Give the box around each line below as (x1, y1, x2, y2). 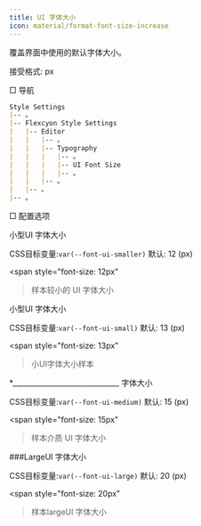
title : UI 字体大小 (9, 12, 76, 22)
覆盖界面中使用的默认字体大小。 (9, 46, 126, 58)
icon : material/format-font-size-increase (9, 21, 169, 30)
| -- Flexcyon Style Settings (9, 119, 117, 128)
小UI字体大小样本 (30, 359, 94, 369)
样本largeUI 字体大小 (30, 506, 107, 517)
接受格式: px (9, 66, 54, 77)
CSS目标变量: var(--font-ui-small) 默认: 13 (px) (9, 322, 185, 333)
